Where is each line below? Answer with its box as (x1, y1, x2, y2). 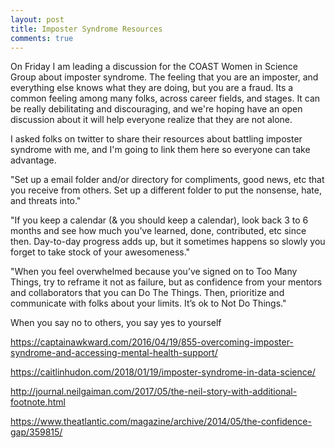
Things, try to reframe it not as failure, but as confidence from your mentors (10, 276, 323, 288)
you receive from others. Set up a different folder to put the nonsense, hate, (10, 184, 322, 196)
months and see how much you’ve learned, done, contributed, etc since (10, 225, 307, 237)
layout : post (10, 14, 65, 25)
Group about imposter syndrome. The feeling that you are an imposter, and (10, 71, 319, 83)
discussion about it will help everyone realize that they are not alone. (10, 114, 293, 126)
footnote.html (10, 396, 66, 408)
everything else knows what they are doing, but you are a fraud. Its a (10, 82, 294, 94)
